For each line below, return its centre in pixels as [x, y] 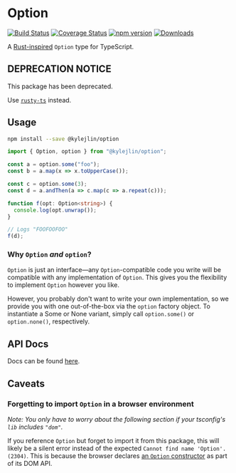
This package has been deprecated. [60, 86]
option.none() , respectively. [49, 321]
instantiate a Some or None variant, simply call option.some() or [101, 314]
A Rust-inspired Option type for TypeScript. [71, 46]
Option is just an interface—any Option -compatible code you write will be [114, 270]
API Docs [28, 344]
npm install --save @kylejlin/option [63, 139]
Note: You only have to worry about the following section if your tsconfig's [117, 419]
